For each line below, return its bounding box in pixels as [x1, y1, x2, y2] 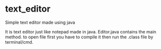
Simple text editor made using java [5, 19, 75, 25]
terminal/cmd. [5, 39, 33, 45]
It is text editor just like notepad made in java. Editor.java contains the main [5, 29, 157, 34]
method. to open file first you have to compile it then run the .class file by [5, 34, 154, 40]
